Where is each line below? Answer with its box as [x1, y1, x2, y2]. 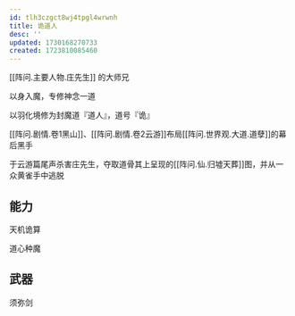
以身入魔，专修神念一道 [9, 91, 96, 102]
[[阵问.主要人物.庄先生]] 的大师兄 [9, 72, 130, 83]
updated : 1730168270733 [9, 37, 98, 47]
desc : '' [9, 29, 42, 38]
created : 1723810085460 [9, 46, 98, 55]
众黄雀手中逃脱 [9, 170, 64, 181]
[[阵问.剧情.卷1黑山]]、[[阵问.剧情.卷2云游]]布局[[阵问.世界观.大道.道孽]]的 [9, 129, 279, 139]
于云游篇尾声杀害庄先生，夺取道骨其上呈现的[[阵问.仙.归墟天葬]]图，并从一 [9, 159, 284, 170]
